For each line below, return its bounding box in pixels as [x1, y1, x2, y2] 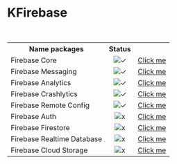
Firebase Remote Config [10, 100, 90, 110]
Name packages [28, 44, 85, 53]
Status [108, 44, 131, 53]
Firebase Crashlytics [10, 89, 78, 98]
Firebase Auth [10, 111, 57, 121]
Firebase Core [10, 55, 57, 65]
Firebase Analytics [10, 78, 71, 87]
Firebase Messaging [10, 66, 78, 76]
